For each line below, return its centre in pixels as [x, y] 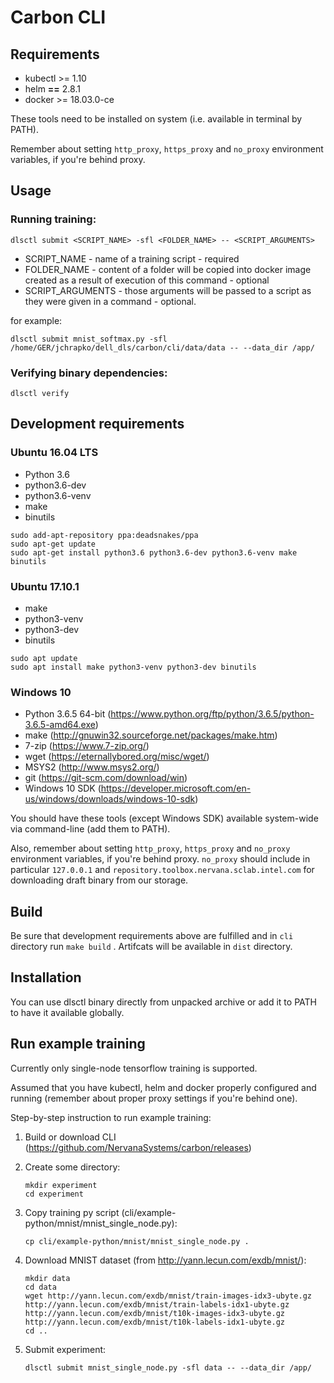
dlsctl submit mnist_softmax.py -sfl [89, 339]
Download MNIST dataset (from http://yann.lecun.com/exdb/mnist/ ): [165, 1260]
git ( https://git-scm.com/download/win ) [106, 778]
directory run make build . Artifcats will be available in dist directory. [151, 947]
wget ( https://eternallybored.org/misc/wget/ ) [117, 757]
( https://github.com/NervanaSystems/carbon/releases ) [138, 1147]
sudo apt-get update [53, 544]
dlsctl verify [40, 393]
